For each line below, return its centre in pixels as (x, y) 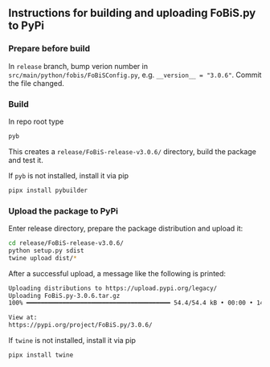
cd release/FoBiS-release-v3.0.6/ (66, 243)
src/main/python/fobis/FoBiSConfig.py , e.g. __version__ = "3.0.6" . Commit (135, 75)
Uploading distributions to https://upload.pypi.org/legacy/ (113, 288)
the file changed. (36, 83)
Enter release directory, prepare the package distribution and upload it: (126, 229)
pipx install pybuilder (48, 190)
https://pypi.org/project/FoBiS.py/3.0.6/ (80, 325)
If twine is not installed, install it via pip (72, 340)
